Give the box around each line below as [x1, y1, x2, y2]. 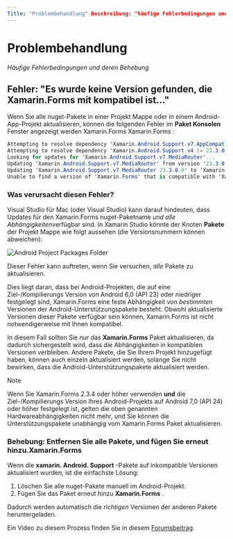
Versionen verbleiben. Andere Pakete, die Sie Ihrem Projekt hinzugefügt [7, 348, 213, 356]
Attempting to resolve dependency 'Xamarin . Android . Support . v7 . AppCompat [7, 140, 225, 148]
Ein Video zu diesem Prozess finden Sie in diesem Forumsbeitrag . [7, 524, 196, 532]
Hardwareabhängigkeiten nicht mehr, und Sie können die [7, 412, 170, 420]
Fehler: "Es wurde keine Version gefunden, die [7, 83, 213, 95]
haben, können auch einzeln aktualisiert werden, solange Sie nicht [7, 355, 196, 364]
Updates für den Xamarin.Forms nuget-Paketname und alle [7, 213, 175, 221]
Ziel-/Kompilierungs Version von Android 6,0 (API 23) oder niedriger [7, 290, 202, 298]
